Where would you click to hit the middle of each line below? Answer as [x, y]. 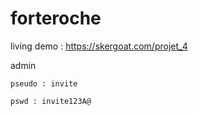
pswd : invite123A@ [51, 101]
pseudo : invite [44, 83]
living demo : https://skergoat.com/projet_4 [99, 46]
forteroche [56, 18]
